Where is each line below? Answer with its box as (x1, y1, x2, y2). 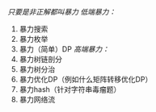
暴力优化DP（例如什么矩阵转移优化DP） (19, 75, 153, 84)
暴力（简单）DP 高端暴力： (19, 44, 110, 54)
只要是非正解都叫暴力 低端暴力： (7, 7, 116, 16)
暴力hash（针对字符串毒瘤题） (19, 85, 121, 94)
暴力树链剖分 (19, 55, 62, 64)
